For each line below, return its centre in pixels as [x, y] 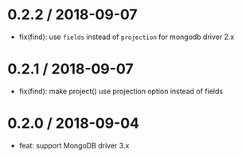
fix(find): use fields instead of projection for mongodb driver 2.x [127, 37]
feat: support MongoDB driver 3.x [74, 145]
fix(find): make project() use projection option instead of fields [121, 91]
